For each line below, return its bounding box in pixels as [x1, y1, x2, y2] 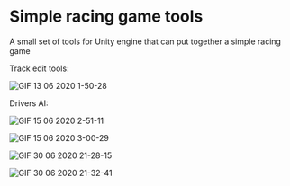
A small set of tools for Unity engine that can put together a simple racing [9, 36, 282, 47]
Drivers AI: [9, 97, 49, 109]
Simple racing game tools [9, 6, 204, 27]
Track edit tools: [9, 63, 69, 74]
